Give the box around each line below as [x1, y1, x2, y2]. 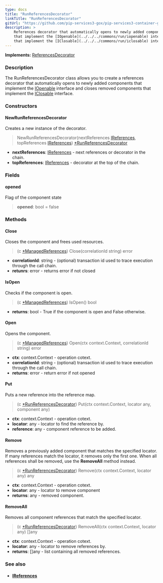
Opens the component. [5, 330, 51, 336]
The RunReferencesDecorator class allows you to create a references [5, 75, 144, 81]
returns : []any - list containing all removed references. [12, 549, 121, 554]
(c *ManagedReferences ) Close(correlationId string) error [16, 248, 133, 254]
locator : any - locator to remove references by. [12, 544, 106, 550]
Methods [5, 216, 27, 223]
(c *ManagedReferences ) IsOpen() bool [16, 299, 97, 305]
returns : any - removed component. [12, 493, 84, 499]
